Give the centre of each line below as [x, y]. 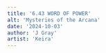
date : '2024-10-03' [35, 26]
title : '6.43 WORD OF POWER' [49, 13]
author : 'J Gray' [32, 33]
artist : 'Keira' [30, 39]
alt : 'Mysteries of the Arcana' [54, 20]
